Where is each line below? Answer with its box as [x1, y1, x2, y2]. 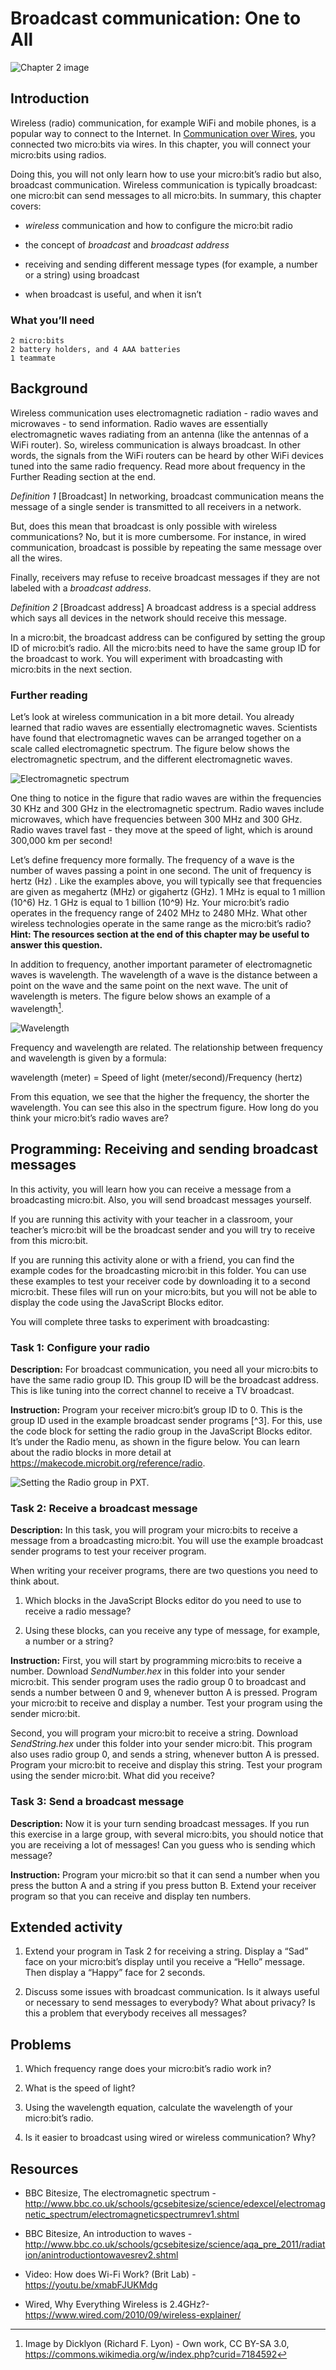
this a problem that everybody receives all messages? [24, 2007, 248, 2019]
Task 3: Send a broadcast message [10, 1795, 185, 1809]
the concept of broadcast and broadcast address [24, 238, 230, 251]
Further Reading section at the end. [10, 470, 157, 482]
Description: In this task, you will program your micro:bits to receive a [10, 1524, 298, 1536]
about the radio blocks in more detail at [10, 1446, 172, 1458]
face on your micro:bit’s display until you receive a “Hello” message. [24, 1956, 305, 1968]
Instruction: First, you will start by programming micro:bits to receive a [10, 1655, 303, 1667]
